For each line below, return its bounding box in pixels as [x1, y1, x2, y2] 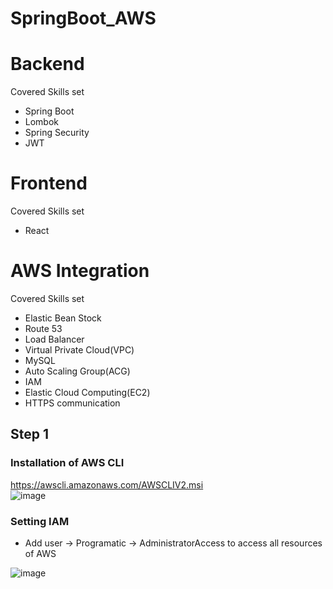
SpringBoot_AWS [10, 7, 157, 30]
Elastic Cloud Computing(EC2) [24, 387, 151, 398]
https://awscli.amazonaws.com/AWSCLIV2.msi [10, 478, 204, 491]
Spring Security [24, 127, 90, 139]
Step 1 [10, 426, 50, 443]
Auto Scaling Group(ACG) [24, 365, 131, 377]
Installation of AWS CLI [10, 456, 125, 470]
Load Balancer [24, 333, 85, 345]
